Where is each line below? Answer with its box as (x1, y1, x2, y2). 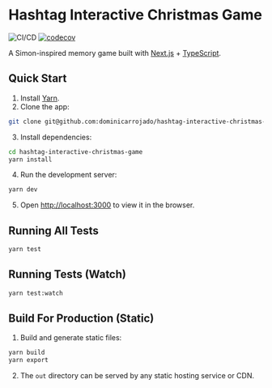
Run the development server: (19, 170, 117, 180)
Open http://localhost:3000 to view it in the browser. (19, 200, 195, 210)
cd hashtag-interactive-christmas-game (8, 147, 143, 156)
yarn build (8, 348, 45, 357)
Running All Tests (8, 224, 99, 237)
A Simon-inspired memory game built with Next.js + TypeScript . (8, 48, 221, 58)
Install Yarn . (19, 93, 60, 103)
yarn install (8, 156, 53, 164)
